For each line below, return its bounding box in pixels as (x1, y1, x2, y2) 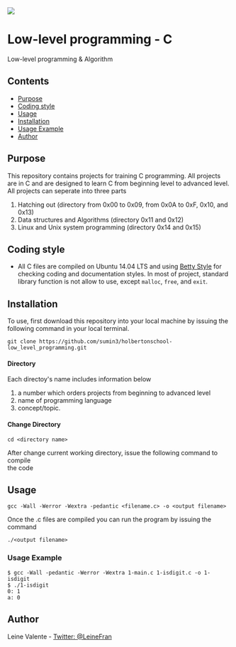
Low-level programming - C (7, 31, 172, 48)
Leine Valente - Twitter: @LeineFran (7, 632, 112, 641)
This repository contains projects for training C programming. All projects (7, 171, 221, 180)
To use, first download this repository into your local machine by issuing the (7, 317, 229, 325)
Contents (7, 75, 50, 87)
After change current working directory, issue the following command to (7, 448, 218, 457)
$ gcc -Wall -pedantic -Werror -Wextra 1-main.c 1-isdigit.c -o (7, 569, 201, 576)
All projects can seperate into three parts (7, 186, 127, 195)
